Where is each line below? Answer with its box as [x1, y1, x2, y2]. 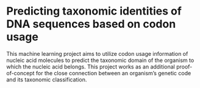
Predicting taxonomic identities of [6, 4, 182, 18]
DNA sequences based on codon [6, 17, 176, 31]
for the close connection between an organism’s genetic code [35, 69, 191, 76]
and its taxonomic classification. [6, 76, 87, 83]
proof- [176, 63, 193, 70]
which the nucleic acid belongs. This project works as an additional [6, 63, 175, 70]
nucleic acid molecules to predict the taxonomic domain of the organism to [6, 56, 195, 64]
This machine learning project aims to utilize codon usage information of [6, 50, 188, 57]
